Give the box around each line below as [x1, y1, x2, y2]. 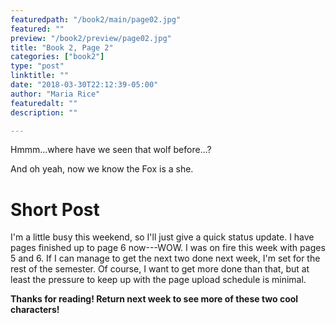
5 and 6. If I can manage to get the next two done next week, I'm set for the [10, 252, 321, 265]
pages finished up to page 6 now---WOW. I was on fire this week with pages [10, 242, 326, 254]
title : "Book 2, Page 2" [10, 42, 114, 53]
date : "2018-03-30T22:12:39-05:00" [10, 80, 159, 90]
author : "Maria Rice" [10, 89, 101, 99]
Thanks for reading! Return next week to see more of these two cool [10, 293, 299, 305]
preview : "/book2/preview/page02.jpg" [10, 33, 172, 43]
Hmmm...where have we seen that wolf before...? [10, 144, 212, 156]
